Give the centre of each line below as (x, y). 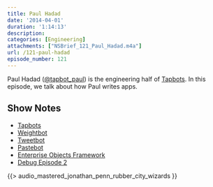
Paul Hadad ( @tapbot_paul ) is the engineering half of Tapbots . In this (106, 79)
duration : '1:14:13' (37, 27)
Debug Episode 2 (42, 162)
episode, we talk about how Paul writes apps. (72, 86)
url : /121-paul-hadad (39, 53)
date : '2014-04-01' (36, 20)
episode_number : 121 (37, 59)
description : (26, 33)
